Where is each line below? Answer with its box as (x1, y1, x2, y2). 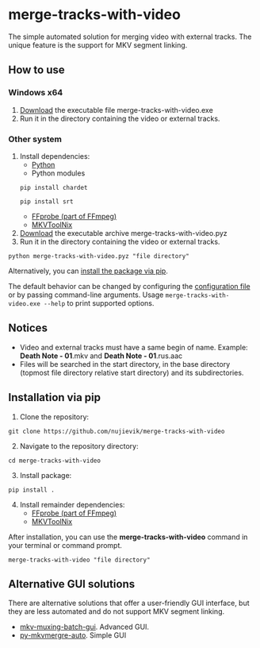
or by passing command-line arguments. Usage (8, 290, 164, 299)
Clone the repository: (19, 411, 90, 422)
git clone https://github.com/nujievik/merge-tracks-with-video (8, 427, 225, 435)
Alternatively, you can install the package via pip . (8, 266, 168, 276)
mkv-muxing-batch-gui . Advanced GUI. (19, 622, 149, 632)
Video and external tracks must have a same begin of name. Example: (19, 342, 248, 352)
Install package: (19, 470, 72, 480)
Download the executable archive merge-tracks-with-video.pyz (19, 228, 227, 237)
